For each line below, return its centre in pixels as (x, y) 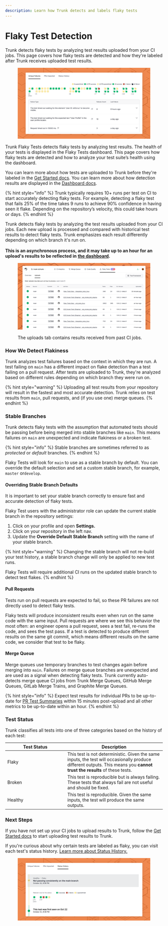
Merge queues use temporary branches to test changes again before (76, 664)
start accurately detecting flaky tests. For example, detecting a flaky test (80, 198)
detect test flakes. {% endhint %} (39, 577)
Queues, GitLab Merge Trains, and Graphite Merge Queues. (66, 686)
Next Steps (19, 820)
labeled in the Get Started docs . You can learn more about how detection (80, 178)
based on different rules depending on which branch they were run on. (78, 377)
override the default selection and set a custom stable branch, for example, (82, 468)
